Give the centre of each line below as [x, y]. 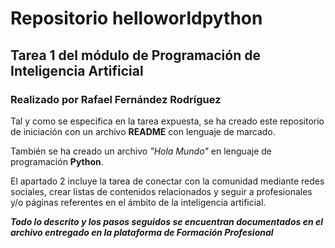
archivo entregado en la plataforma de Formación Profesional [142, 232]
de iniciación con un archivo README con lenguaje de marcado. [143, 131]
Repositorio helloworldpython [136, 18]
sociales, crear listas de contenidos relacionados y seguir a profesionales [161, 191]
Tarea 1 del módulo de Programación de [135, 55]
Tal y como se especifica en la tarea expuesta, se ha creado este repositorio [167, 121]
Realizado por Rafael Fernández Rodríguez [116, 99]
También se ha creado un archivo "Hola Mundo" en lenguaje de [141, 151]
